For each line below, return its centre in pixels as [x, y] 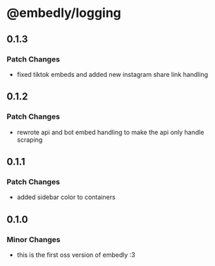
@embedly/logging [64, 13]
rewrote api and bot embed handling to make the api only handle [110, 132]
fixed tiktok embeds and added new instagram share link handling [112, 74]
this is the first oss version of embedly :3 [76, 255]
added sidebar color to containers [66, 197]
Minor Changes [33, 239]
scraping [30, 140]
